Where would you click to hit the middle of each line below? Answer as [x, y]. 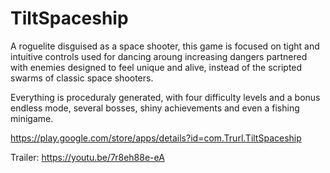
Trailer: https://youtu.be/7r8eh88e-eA [87, 157]
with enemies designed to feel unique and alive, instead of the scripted [156, 67]
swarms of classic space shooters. [82, 78]
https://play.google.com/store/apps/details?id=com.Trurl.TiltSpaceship [156, 138]
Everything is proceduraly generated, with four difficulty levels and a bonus [165, 97]
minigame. [32, 118]
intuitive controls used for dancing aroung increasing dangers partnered [159, 56]
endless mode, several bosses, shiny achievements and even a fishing [155, 108]
